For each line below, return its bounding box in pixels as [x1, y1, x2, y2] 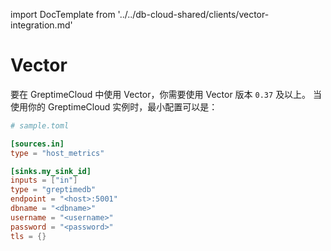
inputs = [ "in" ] [10, 175, 78, 186]
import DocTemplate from [10, 9, 116, 20]
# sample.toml [10, 120, 70, 131]
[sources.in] [10, 139, 65, 149]
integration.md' [10, 19, 73, 31]
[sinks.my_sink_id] [10, 166, 92, 176]
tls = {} [10, 231, 47, 241]
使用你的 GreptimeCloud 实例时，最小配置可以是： [10, 100, 218, 113]
